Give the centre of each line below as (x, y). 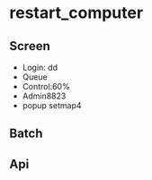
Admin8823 (44, 96)
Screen (30, 46)
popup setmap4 (52, 105)
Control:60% (46, 86)
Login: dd (40, 67)
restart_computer (76, 13)
